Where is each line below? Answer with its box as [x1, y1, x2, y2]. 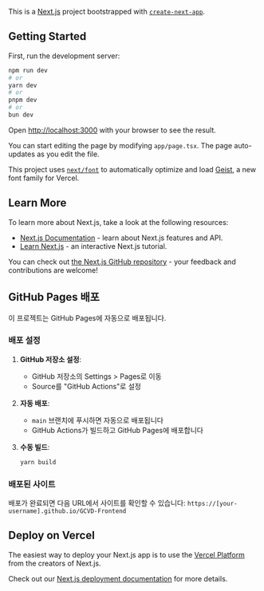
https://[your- [187, 500, 238, 508]
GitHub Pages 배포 [8, 290, 100, 304]
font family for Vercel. [8, 173, 80, 183]
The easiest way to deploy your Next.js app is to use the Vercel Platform [8, 550, 246, 559]
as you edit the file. [37, 149, 100, 159]
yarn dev [8, 81, 37, 89]
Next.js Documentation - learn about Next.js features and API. [19, 233, 223, 242]
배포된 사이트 [8, 479, 56, 490]
